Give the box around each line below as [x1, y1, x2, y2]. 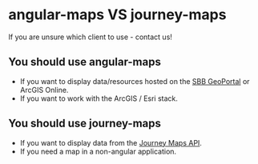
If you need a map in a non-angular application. [19, 146, 177, 156]
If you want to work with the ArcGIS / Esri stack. [19, 94, 179, 103]
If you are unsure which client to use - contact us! [8, 32, 172, 42]
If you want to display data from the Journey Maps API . [19, 138, 203, 147]
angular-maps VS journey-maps [8, 6, 227, 24]
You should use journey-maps [8, 117, 162, 130]
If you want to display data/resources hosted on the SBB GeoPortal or [19, 76, 250, 86]
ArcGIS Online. [19, 85, 69, 94]
